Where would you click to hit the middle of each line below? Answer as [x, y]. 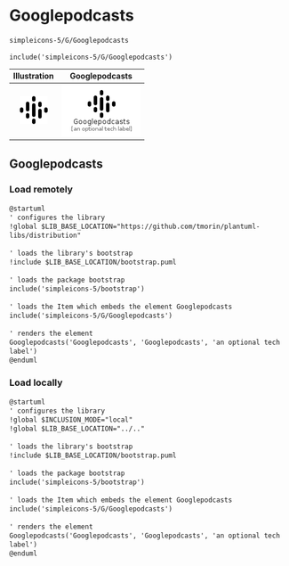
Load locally [36, 382]
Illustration [34, 76]
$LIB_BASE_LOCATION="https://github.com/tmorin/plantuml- [151, 226]
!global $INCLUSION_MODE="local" [71, 420]
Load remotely [41, 189]
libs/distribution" [45, 235]
